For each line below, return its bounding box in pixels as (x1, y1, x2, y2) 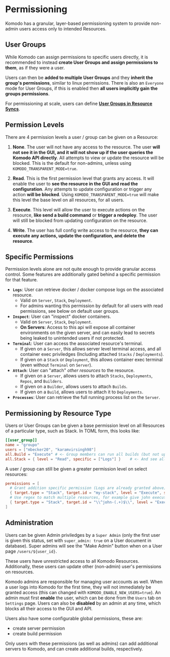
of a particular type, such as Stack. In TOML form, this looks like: (5, 428, 140, 434)
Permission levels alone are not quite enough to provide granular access (5, 266, 156, 272)
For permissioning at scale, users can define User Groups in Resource (5, 100, 153, 106)
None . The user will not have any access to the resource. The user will (12, 143, 160, 150)
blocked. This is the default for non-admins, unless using (12, 160, 132, 166)
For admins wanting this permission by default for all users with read (20, 303, 163, 309)
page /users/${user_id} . (5, 548, 57, 554)
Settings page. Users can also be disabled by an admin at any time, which (5, 600, 161, 606)
